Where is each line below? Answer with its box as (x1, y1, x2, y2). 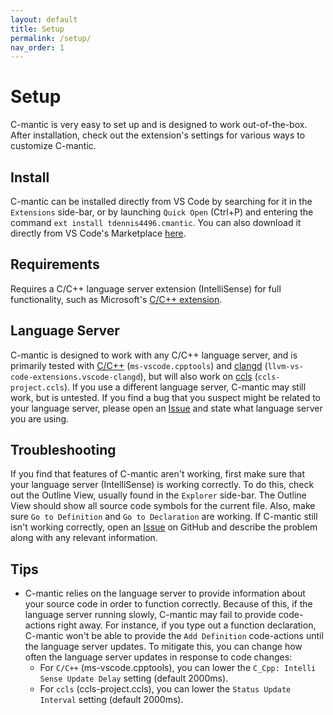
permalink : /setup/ (10, 33, 92, 43)
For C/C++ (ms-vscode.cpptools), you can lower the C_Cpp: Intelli (39, 662, 317, 674)
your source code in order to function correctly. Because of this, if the (24, 598, 313, 610)
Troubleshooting (10, 442, 117, 459)
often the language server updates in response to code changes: (24, 651, 293, 663)
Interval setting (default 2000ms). (39, 694, 184, 706)
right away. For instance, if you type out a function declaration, (57, 619, 317, 631)
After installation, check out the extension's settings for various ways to (10, 129, 306, 141)
